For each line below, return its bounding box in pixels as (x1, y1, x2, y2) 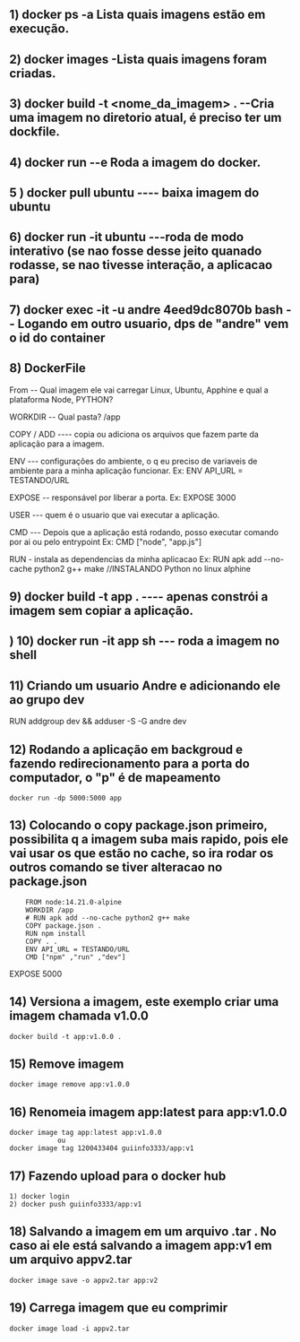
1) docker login (9, 1192, 70, 1201)
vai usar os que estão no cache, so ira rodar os (9, 846, 274, 861)
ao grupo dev (9, 692, 85, 707)
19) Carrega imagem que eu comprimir (9, 1300, 228, 1316)
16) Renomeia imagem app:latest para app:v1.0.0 (9, 1104, 287, 1120)
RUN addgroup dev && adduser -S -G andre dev (9, 716, 187, 727)
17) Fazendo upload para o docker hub (9, 1168, 227, 1183)
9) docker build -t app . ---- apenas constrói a (9, 589, 269, 604)
